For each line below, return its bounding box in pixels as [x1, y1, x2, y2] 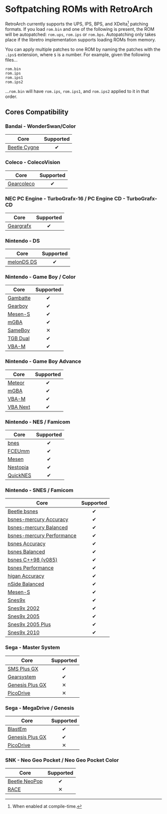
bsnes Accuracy [7, 540, 46, 547]
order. [5, 93, 17, 99]
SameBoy [7, 327, 30, 334]
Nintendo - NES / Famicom [5, 418, 71, 425]
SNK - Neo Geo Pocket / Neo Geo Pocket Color [5, 756, 119, 763]
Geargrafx [7, 222, 31, 229]
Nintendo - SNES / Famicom [5, 487, 74, 493]
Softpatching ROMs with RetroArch [5, 3, 153, 15]
